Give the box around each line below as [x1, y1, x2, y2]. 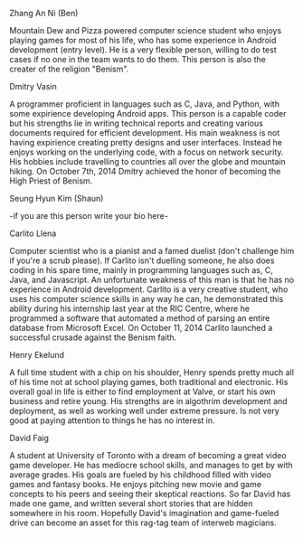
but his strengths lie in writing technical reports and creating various [9, 118, 264, 128]
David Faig [9, 433, 50, 443]
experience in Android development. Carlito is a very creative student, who [9, 284, 289, 295]
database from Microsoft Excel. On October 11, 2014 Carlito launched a [9, 323, 273, 333]
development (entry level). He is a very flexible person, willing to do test [9, 44, 278, 55]
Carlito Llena [9, 228, 57, 239]
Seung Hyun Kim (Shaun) [9, 193, 104, 203]
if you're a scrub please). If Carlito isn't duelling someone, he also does [9, 255, 275, 266]
